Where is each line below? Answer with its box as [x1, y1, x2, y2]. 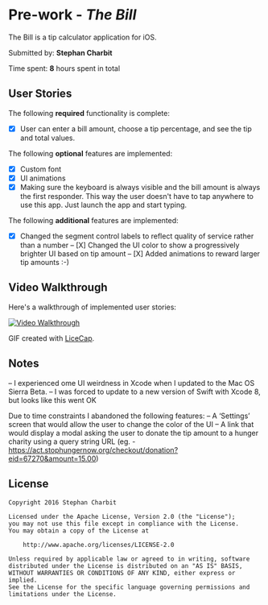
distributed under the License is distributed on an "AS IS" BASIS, [8, 561, 243, 570]
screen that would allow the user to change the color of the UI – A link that [8, 419, 254, 429]
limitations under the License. [8, 590, 117, 598]
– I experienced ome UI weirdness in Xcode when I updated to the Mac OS [8, 378, 255, 387]
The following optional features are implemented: [8, 148, 173, 158]
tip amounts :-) [19, 258, 70, 267]
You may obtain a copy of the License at [8, 526, 150, 535]
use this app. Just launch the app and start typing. [19, 200, 188, 209]
